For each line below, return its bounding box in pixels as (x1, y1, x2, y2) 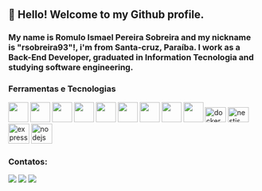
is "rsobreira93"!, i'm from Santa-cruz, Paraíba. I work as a (8, 42, 240, 53)
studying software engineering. (8, 62, 134, 73)
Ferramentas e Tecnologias (8, 83, 116, 94)
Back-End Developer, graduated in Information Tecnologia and (8, 52, 255, 63)
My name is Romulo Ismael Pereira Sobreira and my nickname (8, 32, 252, 43)
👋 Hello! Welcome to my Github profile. (8, 8, 205, 22)
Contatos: (8, 156, 48, 167)
